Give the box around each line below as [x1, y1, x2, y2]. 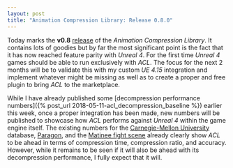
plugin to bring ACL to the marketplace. [7, 80, 121, 89]
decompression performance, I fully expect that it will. [7, 153, 163, 161]
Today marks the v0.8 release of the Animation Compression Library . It [7, 36, 213, 44]
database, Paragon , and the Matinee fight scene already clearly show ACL [7, 130, 221, 139]
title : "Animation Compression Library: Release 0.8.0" [7, 17, 173, 24]
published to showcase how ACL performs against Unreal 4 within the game [7, 116, 227, 124]
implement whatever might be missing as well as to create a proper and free [7, 72, 226, 81]
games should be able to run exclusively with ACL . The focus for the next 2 [7, 58, 223, 66]
